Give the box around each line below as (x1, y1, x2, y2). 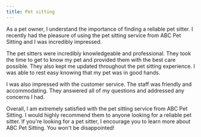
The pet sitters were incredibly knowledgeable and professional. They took (6, 49, 191, 57)
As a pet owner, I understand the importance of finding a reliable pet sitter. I (6, 25, 193, 32)
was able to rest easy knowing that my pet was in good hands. (6, 68, 161, 76)
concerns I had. (6, 93, 45, 100)
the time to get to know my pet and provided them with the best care (6, 56, 176, 63)
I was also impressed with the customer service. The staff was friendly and (6, 81, 192, 88)
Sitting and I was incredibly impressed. (6, 38, 102, 45)
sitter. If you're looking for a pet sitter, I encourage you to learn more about (6, 118, 191, 125)
